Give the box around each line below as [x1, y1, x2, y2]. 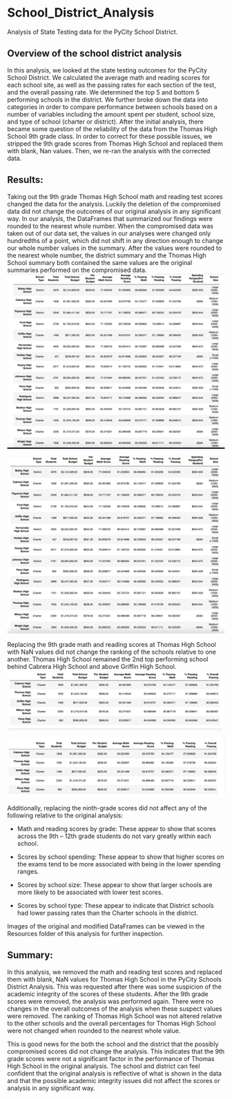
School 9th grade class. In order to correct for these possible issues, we [7, 132, 213, 140]
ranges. [17, 867, 39, 875]
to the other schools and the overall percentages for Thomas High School [7, 1019, 216, 1027]
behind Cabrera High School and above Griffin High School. [7, 662, 177, 670]
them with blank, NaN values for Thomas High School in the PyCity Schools [7, 975, 222, 983]
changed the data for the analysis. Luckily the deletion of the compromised [7, 200, 221, 208]
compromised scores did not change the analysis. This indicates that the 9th [7, 1047, 225, 1056]
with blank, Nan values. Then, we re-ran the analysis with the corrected [7, 146, 211, 155]
